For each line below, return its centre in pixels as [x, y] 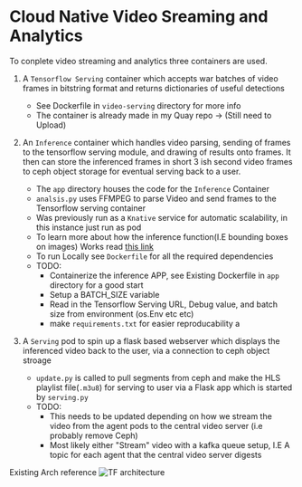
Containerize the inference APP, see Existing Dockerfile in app [165, 275]
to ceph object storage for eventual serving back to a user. [132, 171]
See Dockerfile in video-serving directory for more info [138, 105]
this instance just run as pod [89, 227]
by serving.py [62, 396]
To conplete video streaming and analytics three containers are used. [139, 61]
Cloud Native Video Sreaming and [139, 17]
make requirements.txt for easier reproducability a [145, 323]
